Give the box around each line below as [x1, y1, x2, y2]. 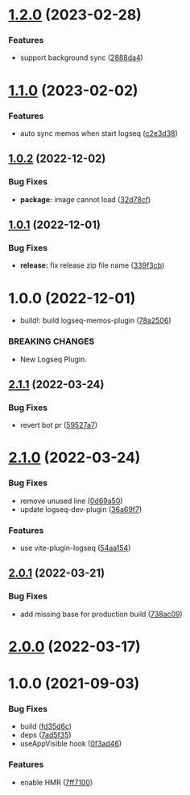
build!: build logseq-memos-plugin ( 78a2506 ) [19, 315, 171, 325]
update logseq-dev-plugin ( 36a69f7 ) [19, 504, 142, 514]
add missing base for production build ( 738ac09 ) [19, 609, 183, 619]
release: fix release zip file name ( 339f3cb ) [19, 260, 165, 270]
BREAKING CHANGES [8, 336, 95, 347]
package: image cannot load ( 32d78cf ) [19, 194, 151, 204]
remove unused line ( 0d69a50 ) [19, 496, 123, 505]
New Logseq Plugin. [19, 354, 87, 364]
